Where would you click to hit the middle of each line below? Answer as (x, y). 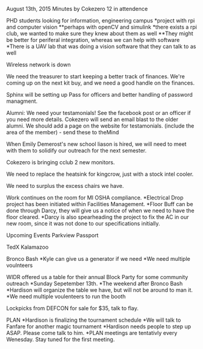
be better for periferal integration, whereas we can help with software (93, 40)
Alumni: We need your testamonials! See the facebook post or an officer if (98, 113)
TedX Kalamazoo (28, 247)
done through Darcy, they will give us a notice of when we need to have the (101, 210)
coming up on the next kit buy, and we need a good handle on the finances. (101, 83)
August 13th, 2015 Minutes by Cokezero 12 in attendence (77, 9)
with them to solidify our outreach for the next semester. (76, 150)
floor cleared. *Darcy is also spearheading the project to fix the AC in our (98, 217)
